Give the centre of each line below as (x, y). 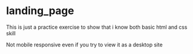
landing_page (40, 11)
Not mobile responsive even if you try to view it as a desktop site (84, 45)
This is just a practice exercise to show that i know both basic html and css (97, 27)
